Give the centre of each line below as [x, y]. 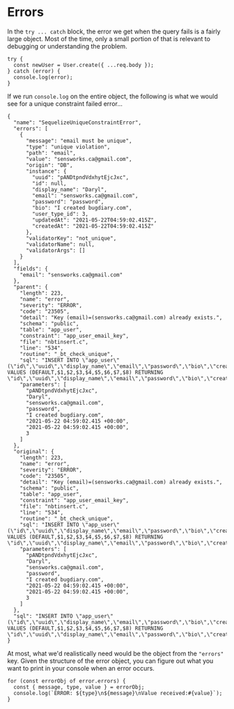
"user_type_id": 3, [61, 214]
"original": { [34, 451]
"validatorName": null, [60, 244]
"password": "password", [68, 202]
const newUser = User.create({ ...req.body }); [84, 65]
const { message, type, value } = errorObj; [79, 687]
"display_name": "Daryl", [70, 189]
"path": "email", [51, 153]
